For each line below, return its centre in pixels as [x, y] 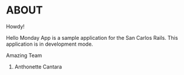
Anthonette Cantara [38, 67]
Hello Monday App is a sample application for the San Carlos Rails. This [92, 37]
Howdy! [15, 26]
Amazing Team [24, 55]
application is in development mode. [50, 44]
